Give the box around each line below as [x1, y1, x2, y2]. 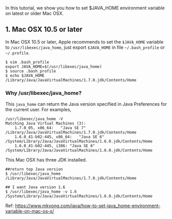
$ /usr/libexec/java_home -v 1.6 [5, 189, 77, 194]
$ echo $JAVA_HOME [5, 73, 45, 78]
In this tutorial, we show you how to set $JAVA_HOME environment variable [5, 5, 165, 11]
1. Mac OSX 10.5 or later [5, 25, 83, 34]
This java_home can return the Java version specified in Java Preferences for [5, 101, 167, 107]
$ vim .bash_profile [5, 59, 50, 65]
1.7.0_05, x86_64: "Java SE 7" [14, 126, 86, 131]
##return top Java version [5, 167, 63, 172]
